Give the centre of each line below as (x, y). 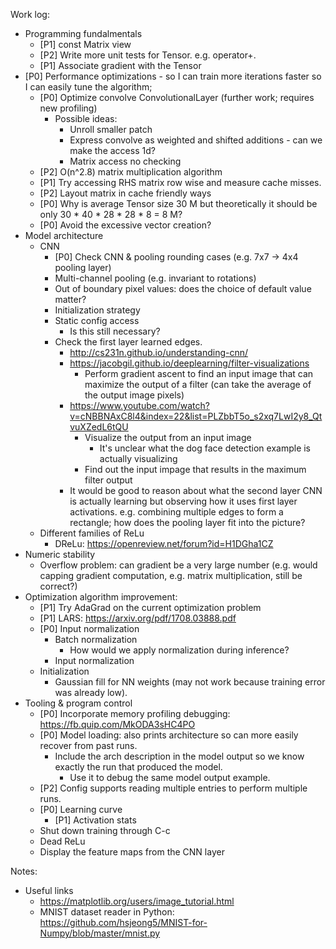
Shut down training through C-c (105, 830)
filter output (108, 480)
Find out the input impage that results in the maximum (195, 469)
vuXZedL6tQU (99, 427)
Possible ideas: (86, 118)
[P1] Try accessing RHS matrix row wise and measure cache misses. (180, 182)
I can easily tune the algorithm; (88, 87)
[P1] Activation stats (95, 820)
